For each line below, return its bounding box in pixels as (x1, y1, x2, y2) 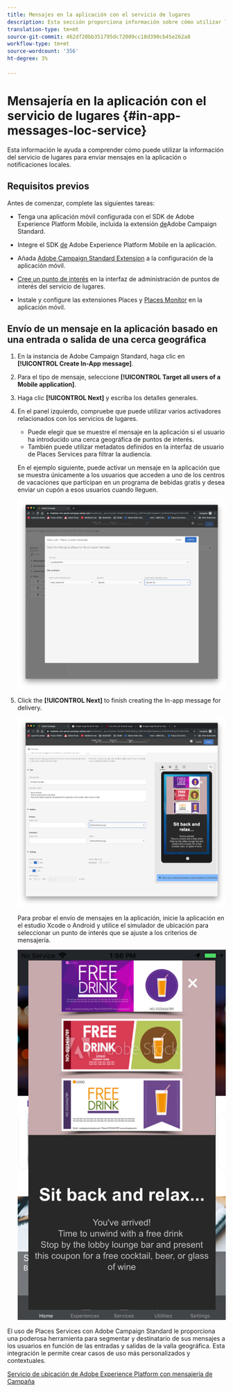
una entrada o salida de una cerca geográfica (7, 334, 207, 345)
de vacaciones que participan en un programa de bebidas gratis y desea (17, 479, 225, 487)
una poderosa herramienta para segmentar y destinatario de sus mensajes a (7, 1334, 225, 1343)
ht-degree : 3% (7, 55, 49, 62)
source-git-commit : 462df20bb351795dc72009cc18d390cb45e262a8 (7, 33, 191, 40)
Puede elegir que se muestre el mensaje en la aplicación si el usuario (27, 428, 225, 436)
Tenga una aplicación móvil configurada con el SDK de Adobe (17, 212, 195, 221)
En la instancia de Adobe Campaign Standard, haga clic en (17, 352, 185, 361)
